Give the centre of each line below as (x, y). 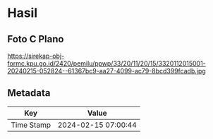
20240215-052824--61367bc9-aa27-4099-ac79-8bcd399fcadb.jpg (107, 71)
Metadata (29, 93)
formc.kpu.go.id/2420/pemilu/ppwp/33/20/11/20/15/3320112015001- (107, 64)
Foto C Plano (36, 39)
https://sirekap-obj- (36, 56)
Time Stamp (31, 125)
